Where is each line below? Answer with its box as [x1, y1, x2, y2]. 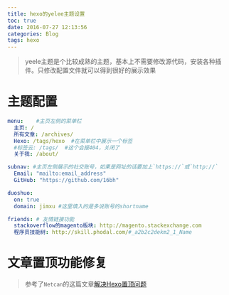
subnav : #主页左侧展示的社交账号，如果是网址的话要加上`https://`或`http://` [7, 163, 218, 171]
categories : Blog [7, 30, 59, 38]
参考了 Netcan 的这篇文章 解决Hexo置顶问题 [24, 280, 147, 289]
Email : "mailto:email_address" [14, 170, 107, 178]
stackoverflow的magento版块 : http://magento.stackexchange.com [14, 222, 202, 230]
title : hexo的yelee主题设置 [7, 10, 85, 18]
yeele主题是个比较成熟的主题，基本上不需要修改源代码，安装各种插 [24, 58, 222, 66]
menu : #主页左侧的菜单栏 [7, 118, 82, 125]
